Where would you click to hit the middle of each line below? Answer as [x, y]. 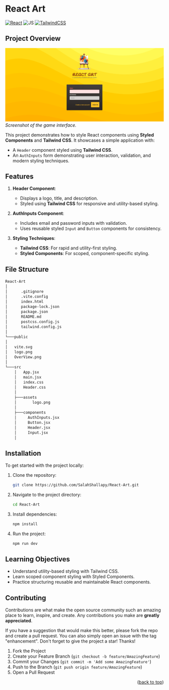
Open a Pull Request [34, 672]
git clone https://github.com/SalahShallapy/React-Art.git [76, 485]
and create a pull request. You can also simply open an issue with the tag [81, 636]
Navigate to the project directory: [47, 494]
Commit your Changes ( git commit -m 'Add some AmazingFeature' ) [82, 662]
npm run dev [25, 543]
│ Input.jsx [31, 433]
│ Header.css [30, 388]
